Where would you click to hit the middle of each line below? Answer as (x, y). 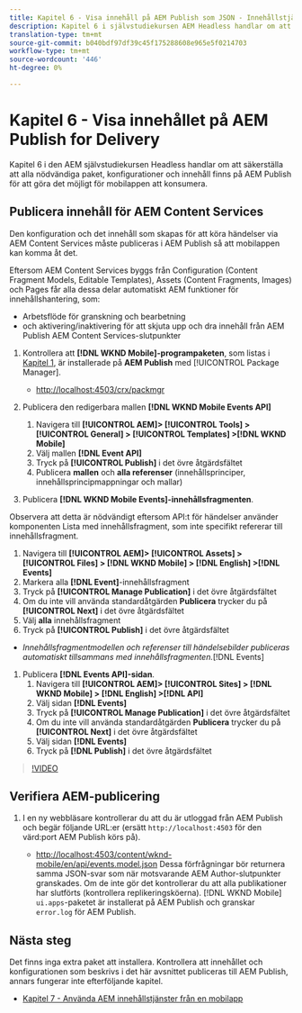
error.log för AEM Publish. (86, 912)
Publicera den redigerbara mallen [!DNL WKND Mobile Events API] (147, 407)
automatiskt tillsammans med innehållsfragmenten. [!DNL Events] (143, 656)
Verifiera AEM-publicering (84, 796)
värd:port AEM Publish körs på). (81, 837)
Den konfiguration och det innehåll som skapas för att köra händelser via (144, 233)
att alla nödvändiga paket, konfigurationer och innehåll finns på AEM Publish (151, 174)
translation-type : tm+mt (56, 34)
